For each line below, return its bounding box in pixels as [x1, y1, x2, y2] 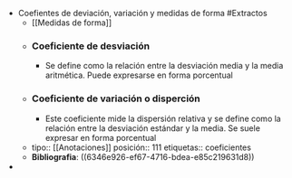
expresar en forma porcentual [44, 132, 157, 143]
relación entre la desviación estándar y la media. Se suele [44, 122, 261, 134]
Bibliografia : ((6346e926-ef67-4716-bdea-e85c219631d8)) [31, 151, 255, 162]
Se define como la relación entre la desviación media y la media [44, 61, 284, 71]
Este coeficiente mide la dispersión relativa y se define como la [44, 113, 281, 124]
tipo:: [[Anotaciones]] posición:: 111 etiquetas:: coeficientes [31, 142, 252, 153]
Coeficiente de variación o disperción [31, 92, 201, 105]
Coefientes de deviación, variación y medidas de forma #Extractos [17, 8, 268, 18]
